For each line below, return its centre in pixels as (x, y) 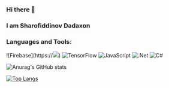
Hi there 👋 (21, 10)
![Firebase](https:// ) (34, 56)
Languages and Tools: (39, 41)
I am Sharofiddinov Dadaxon (48, 25)
